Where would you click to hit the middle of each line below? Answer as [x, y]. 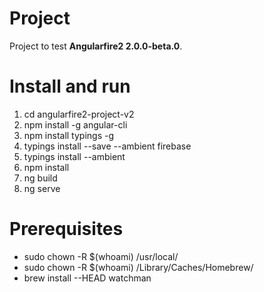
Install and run [70, 86]
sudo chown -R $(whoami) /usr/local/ [101, 256]
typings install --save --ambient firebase [107, 146]
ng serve [42, 188]
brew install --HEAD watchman [87, 278]
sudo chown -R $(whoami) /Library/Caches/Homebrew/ [138, 267]
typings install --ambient [74, 156]
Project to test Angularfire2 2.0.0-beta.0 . [96, 46]
